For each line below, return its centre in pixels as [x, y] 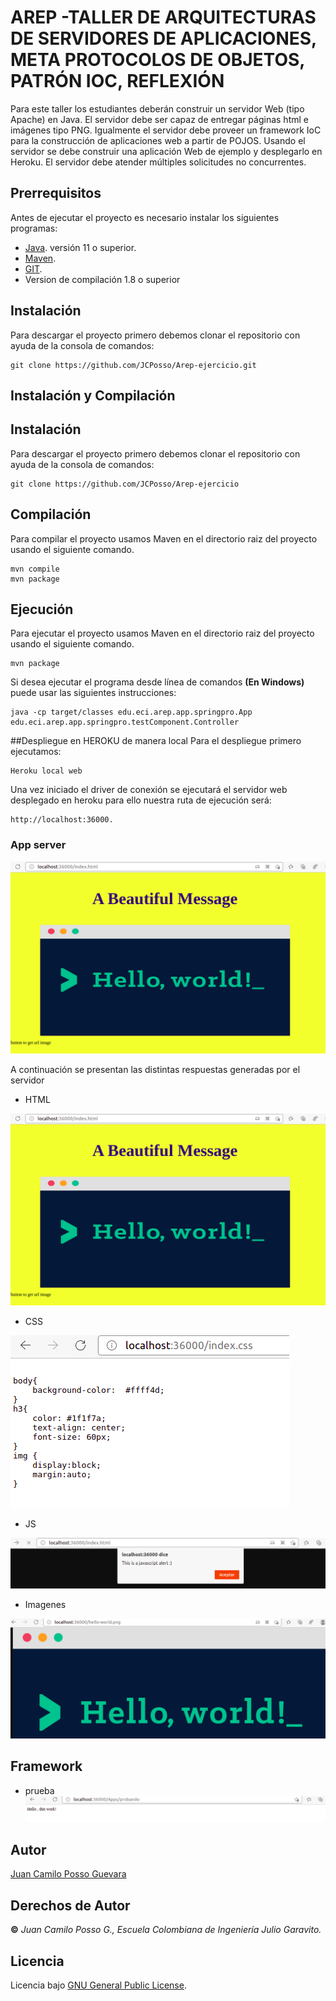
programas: [34, 228]
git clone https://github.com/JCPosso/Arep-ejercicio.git [133, 365]
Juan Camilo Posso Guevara [68, 1874]
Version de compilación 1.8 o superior [102, 279]
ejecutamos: [36, 752]
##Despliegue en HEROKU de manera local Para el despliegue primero [156, 741]
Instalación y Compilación [93, 395]
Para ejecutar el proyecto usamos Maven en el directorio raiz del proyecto [162, 633]
